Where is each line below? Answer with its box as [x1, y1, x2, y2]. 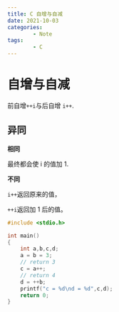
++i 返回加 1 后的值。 [7, 204, 68, 214]
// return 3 [20, 259, 56, 266]
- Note [33, 30, 53, 38]
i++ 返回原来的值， [7, 189, 61, 198]
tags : [7, 37, 24, 44]
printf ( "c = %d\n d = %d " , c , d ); [20, 285, 113, 292]
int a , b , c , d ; [20, 245, 59, 253]
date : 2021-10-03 [7, 17, 59, 24]
